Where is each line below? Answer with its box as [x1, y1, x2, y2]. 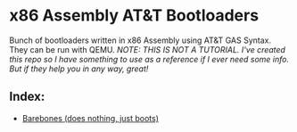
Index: [9, 89, 45, 104]
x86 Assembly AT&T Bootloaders [9, 5, 260, 26]
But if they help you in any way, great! [9, 63, 149, 74]
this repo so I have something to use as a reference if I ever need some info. [9, 54, 290, 64]
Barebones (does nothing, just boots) [21, 112, 159, 123]
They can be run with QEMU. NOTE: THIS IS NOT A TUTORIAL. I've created [9, 44, 285, 54]
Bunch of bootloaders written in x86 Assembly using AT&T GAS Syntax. [9, 35, 272, 45]
